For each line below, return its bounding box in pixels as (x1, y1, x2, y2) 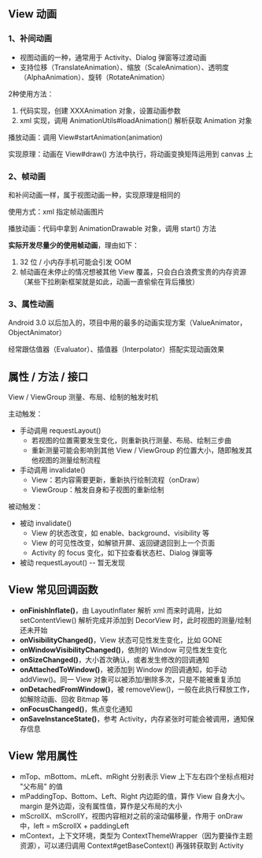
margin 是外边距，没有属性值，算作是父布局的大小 (19, 801, 183, 811)
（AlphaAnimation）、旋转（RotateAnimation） (19, 72, 169, 81)
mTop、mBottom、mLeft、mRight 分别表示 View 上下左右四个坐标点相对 (19, 771, 254, 781)
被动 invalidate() (19, 519, 72, 528)
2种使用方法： (8, 89, 54, 99)
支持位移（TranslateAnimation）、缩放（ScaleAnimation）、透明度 (19, 62, 230, 72)
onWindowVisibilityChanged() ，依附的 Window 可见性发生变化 (19, 645, 227, 655)
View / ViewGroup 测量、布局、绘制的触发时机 (8, 393, 159, 402)
